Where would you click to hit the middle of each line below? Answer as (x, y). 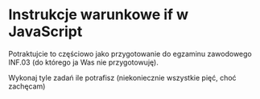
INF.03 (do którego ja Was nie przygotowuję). (83, 62)
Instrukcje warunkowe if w (99, 15)
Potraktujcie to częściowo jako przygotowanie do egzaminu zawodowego (130, 53)
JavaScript (45, 32)
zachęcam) (27, 86)
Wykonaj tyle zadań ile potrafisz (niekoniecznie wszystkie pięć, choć (122, 77)
